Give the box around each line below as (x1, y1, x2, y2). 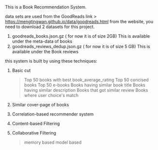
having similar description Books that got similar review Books (24, 87, 148, 93)
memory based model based (24, 139, 82, 145)
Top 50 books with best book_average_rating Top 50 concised (24, 77, 149, 83)
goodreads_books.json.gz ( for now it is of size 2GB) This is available (12, 33, 150, 39)
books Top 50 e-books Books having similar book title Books (24, 82, 145, 88)
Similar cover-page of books (12, 102, 69, 107)
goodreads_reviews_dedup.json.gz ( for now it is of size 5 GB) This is (12, 44, 150, 49)
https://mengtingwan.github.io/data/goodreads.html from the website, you (5, 19, 154, 24)
